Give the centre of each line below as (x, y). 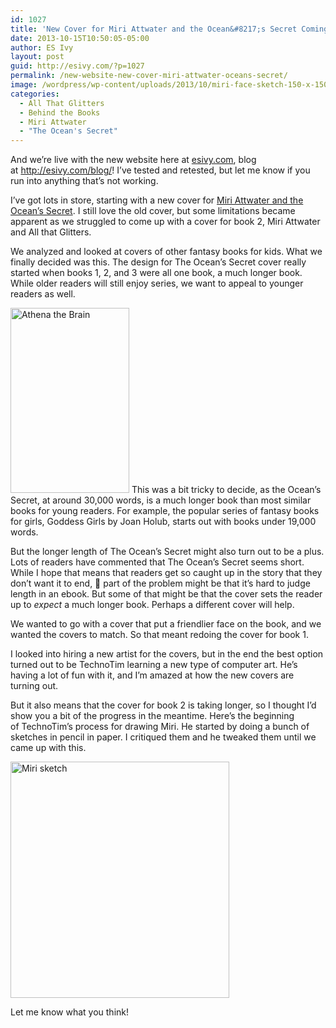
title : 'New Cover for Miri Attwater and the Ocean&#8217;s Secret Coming (169, 29)
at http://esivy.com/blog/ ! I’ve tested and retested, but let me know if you (160, 170)
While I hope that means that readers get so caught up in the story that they (166, 573)
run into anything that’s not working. (84, 181)
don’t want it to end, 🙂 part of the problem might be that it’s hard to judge (160, 583)
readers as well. (43, 294)
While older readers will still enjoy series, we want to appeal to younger (157, 283)
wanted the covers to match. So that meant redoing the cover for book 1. (159, 635)
